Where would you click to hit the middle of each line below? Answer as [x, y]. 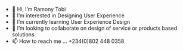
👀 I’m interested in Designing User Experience [68, 15]
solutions [23, 35]
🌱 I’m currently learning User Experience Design [71, 22]
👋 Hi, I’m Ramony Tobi [39, 9]
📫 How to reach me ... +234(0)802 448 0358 [68, 41]
